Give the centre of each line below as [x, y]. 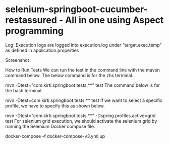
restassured [31, 20]
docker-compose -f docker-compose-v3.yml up [55, 136]
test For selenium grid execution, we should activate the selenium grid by [81, 121]
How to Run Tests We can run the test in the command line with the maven [82, 70]
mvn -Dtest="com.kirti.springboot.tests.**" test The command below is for [83, 85]
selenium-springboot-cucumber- [76, 9]
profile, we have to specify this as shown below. [55, 105]
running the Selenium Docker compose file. [50, 126]
